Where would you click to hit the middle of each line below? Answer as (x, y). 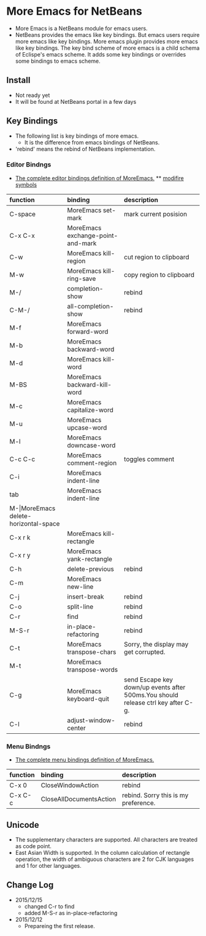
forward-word (88, 331)
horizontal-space (35, 524)
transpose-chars (92, 651)
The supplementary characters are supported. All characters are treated (106, 840)
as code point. (33, 846)
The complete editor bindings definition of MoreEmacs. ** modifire (99, 178)
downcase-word (91, 445)
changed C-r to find (49, 906)
